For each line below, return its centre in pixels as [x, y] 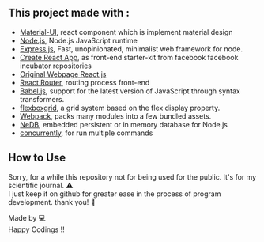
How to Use [37, 158]
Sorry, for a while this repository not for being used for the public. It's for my [132, 176]
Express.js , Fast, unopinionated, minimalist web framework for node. [131, 49]
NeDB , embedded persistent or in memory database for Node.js [123, 124]
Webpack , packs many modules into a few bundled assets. [115, 116]
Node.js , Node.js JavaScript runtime [79, 40]
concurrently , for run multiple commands [86, 133]
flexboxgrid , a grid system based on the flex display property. [120, 108]
